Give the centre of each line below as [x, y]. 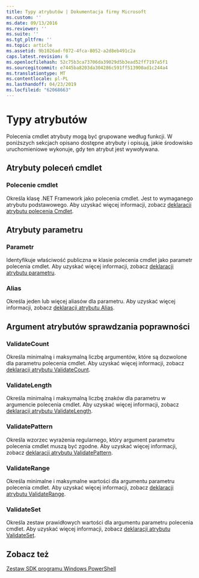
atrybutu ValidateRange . [36, 494]
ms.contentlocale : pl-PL [37, 79]
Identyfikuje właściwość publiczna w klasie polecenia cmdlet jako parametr [99, 260]
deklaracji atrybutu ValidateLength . [50, 411]
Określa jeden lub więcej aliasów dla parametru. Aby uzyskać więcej [91, 302]
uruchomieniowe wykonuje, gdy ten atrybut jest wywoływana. [83, 149]
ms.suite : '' [23, 34]
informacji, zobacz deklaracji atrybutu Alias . [60, 308]
